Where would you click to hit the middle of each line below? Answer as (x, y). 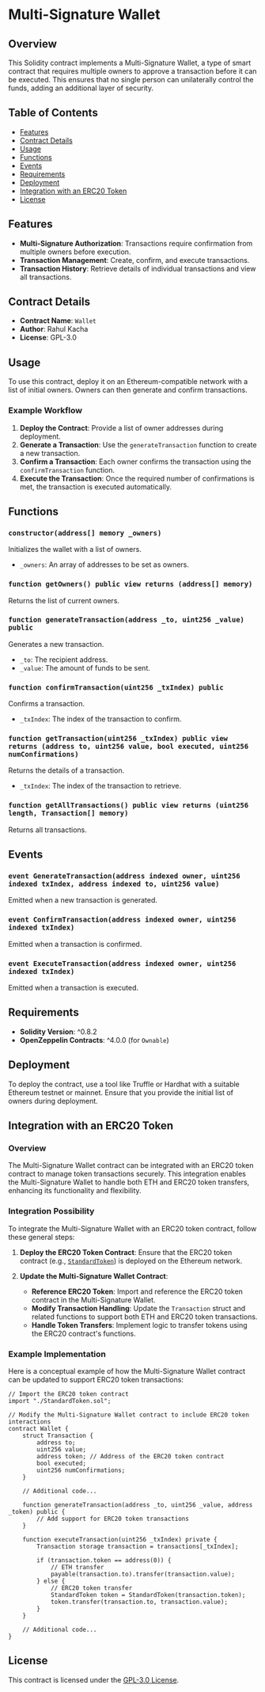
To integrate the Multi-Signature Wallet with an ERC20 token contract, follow (132, 1228)
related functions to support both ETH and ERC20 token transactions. (144, 1317)
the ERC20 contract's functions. (83, 1333)
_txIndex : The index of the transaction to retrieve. (100, 786)
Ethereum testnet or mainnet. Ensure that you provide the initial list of (121, 1092)
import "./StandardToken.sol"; (60, 1401)
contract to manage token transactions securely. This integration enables (127, 1174)
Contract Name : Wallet (58, 321)
